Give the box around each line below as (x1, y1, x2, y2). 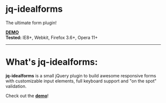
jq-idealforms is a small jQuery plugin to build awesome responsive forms (5, 72, 157, 78)
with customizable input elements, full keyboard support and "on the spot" (5, 78, 157, 84)
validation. (5, 83, 27, 89)
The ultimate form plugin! (5, 20, 57, 26)
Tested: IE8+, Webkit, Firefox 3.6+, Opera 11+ (5, 34, 98, 40)
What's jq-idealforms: (5, 57, 98, 68)
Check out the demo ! (5, 93, 49, 99)
